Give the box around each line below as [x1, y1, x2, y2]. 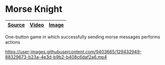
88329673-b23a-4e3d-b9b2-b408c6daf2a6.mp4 [5, 54, 108, 60]
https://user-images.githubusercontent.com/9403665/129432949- [5, 49, 142, 55]
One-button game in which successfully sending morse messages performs [5, 34, 161, 40]
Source [7, 21, 25, 28]
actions [5, 39, 20, 45]
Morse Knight [5, 3, 63, 15]
